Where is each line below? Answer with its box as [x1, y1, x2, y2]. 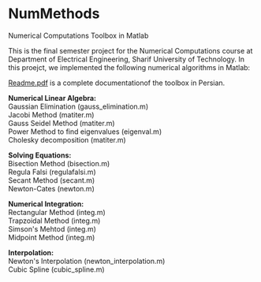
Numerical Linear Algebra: [8, 93, 97, 102]
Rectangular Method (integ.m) [8, 207, 106, 217]
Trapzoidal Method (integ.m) [8, 216, 101, 225]
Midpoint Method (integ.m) [8, 232, 95, 242]
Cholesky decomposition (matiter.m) [8, 135, 126, 144]
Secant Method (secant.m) [8, 175, 95, 185]
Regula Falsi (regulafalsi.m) [8, 167, 96, 176]
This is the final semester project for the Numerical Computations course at [8, 46, 253, 55]
